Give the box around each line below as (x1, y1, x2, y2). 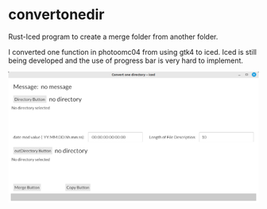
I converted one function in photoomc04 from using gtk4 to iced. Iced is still (8, 47, 257, 56)
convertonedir (8, 6, 105, 24)
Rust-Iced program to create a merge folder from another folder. (8, 32, 219, 41)
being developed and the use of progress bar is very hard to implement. (8, 56, 244, 65)
